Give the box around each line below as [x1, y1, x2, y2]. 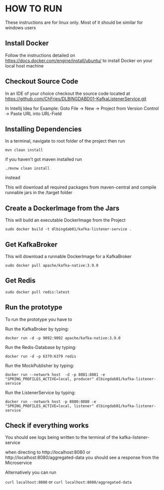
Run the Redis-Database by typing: [5, 344, 77, 350]
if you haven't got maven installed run [5, 156, 82, 162]
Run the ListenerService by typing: [5, 389, 76, 395]
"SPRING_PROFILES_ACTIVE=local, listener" [5, 403, 94, 409]
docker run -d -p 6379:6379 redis [5, 353, 77, 359]
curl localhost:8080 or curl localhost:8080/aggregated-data [5, 479, 132, 485]
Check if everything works [5, 421, 89, 430]
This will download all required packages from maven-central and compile [5, 184, 157, 190]
